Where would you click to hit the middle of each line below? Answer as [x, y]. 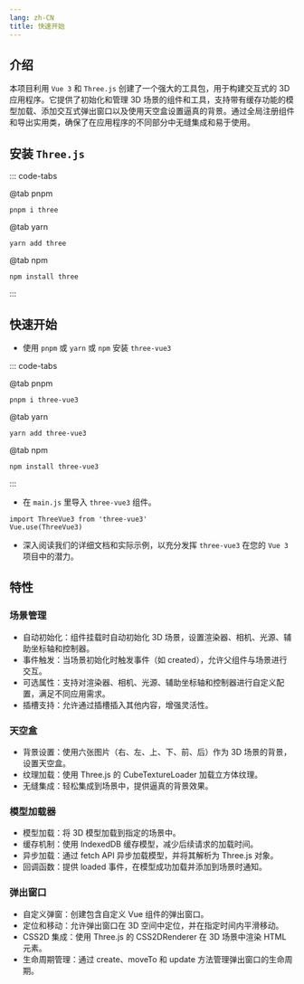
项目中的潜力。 [50, 556]
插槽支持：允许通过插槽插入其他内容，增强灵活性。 [118, 705]
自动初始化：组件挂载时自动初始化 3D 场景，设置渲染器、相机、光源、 [153, 637]
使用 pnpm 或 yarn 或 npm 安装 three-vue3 [97, 347]
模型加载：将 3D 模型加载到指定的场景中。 [101, 833]
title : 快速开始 [37, 26]
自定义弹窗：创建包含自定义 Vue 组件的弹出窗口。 [115, 913]
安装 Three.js [47, 153]
